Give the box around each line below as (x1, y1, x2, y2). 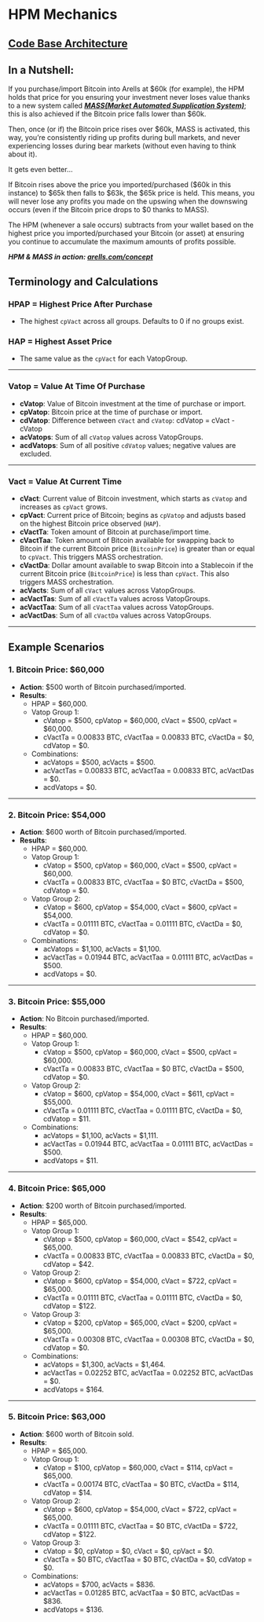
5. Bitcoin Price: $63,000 (8, 1411, 106, 1422)
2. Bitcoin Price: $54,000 (8, 809, 106, 820)
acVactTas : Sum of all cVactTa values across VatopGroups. (19, 593, 211, 603)
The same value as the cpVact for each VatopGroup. (19, 354, 189, 363)
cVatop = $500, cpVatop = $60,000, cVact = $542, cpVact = (42, 1234, 238, 1243)
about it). (8, 149, 38, 159)
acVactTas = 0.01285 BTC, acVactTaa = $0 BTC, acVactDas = (42, 1587, 241, 1597)
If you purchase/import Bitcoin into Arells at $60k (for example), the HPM (8, 84, 245, 94)
